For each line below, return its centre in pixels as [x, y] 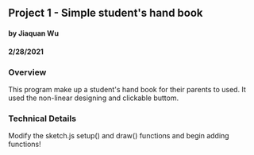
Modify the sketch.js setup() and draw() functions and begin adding [119, 136]
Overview [27, 72]
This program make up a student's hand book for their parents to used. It [127, 89]
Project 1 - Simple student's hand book [106, 13]
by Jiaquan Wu [34, 33]
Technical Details [42, 118]
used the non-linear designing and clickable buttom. [94, 98]
